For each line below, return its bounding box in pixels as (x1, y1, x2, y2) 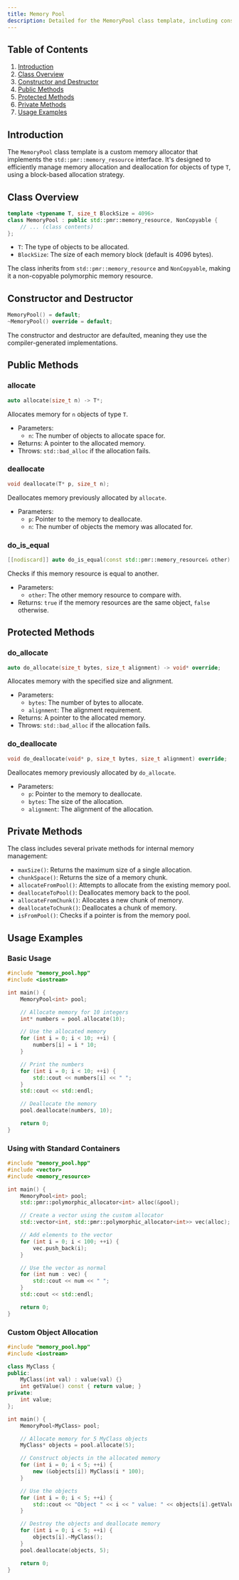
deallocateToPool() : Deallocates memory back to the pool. (17, 888, 191, 897)
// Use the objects (20, 1487, 78, 1494)
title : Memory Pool (7, 10, 65, 18)
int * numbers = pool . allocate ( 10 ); (20, 1015, 126, 1022)
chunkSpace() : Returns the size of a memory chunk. (17, 873, 169, 882)
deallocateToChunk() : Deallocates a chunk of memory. (17, 904, 177, 912)
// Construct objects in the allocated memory (20, 1454, 161, 1462)
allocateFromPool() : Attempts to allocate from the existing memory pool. (17, 881, 231, 890)
